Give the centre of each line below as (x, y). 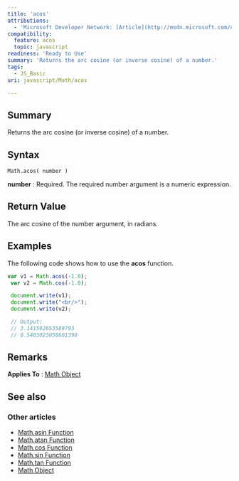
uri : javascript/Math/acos (47, 80)
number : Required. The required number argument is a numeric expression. (119, 184)
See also (27, 397)
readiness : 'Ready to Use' (47, 54)
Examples (30, 246)
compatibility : (30, 34)
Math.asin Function (46, 433)
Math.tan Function (44, 462)
